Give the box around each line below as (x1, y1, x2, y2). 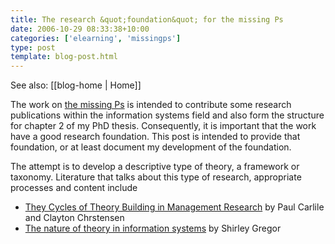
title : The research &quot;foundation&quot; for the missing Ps (10, 14, 284, 25)
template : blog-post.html (10, 52, 118, 62)
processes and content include (10, 182, 138, 194)
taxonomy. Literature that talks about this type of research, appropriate (10, 171, 302, 183)
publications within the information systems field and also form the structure (10, 109, 325, 121)
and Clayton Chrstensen (24, 212, 125, 224)
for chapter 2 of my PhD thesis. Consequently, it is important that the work (10, 120, 317, 132)
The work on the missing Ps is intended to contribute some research (10, 99, 292, 111)
